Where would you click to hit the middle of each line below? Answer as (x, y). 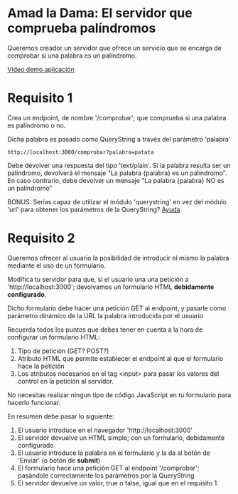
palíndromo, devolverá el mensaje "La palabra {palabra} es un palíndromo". (117, 173)
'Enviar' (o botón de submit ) (59, 460)
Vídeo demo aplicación (41, 69)
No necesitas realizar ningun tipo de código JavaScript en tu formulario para (119, 395)
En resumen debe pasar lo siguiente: (61, 416)
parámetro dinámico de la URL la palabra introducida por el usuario (106, 315)
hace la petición (41, 366)
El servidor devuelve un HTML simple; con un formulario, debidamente (121, 437)
